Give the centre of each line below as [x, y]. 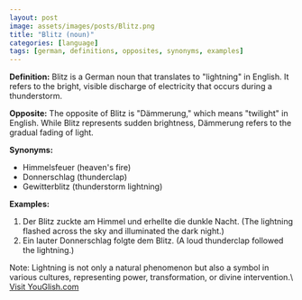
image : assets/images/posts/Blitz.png [82, 26]
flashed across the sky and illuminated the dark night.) [124, 232]
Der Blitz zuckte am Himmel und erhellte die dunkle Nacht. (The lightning [158, 222]
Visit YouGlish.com [44, 287]
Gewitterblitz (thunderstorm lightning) [92, 186]
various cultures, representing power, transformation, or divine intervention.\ [151, 277]
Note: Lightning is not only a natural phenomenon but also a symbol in [139, 268]
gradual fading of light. [52, 132]
